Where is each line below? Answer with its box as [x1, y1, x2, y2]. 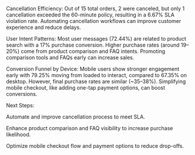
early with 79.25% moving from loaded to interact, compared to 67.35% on [6, 72, 187, 78]
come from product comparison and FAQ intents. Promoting [21, 48, 166, 55]
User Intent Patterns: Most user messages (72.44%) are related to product [6, 35, 187, 42]
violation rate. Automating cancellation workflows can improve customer [6, 18, 181, 24]
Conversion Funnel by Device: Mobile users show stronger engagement [6, 65, 180, 72]
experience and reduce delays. [6, 24, 81, 31]
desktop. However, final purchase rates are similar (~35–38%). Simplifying [6, 78, 186, 85]
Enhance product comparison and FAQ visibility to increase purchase [6, 125, 173, 131]
